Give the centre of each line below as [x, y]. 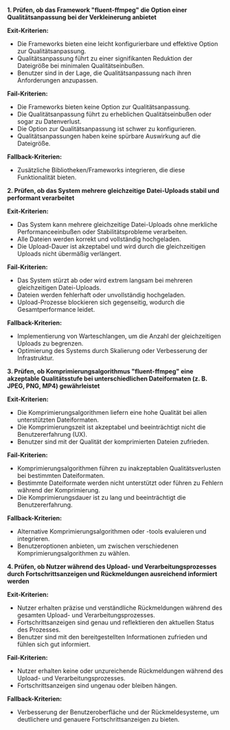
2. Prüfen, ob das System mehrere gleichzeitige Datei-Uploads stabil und [113, 191]
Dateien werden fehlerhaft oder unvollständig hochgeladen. [101, 295]
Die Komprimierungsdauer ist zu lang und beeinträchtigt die [102, 498]
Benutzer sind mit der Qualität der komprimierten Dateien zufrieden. [113, 442]
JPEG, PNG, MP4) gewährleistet [54, 386]
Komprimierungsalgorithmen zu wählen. [73, 553]
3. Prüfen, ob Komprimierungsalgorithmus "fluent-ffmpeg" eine [100, 371]
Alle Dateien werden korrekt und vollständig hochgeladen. [99, 239]
